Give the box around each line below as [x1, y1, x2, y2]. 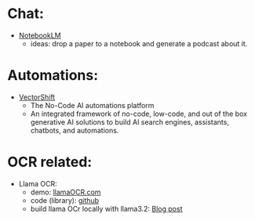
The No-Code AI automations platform [30, 100, 155, 110]
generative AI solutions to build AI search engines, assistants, [30, 117, 229, 126]
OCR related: [7, 154, 93, 171]
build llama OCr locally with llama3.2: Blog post [30, 204, 183, 213]
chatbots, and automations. [30, 125, 119, 135]
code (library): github [30, 195, 100, 205]
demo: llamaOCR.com [30, 187, 101, 197]
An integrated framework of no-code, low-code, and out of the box [30, 109, 248, 118]
